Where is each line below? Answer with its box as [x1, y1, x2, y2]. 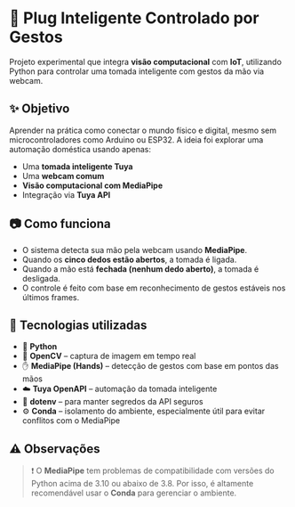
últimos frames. [21, 291, 80, 302]
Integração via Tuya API [21, 189, 111, 200]
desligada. [21, 273, 60, 283]
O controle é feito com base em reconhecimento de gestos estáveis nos [21, 282, 286, 293]
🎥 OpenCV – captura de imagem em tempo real [21, 351, 196, 362]
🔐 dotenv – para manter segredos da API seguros [21, 397, 203, 407]
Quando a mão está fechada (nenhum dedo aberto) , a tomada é [21, 263, 259, 274]
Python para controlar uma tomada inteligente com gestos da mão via [9, 66, 265, 77]
